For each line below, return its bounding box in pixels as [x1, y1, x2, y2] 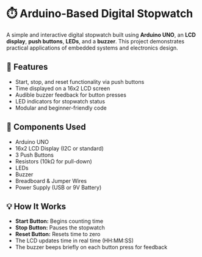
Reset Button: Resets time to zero [15, 231, 101, 238]
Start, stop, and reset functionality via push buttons [15, 78, 145, 85]
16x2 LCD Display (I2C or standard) [15, 144, 104, 152]
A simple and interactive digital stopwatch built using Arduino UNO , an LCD [6, 31, 197, 39]
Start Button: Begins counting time [15, 217, 104, 225]
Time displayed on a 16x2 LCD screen [15, 84, 110, 92]
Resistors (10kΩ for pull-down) [15, 157, 93, 165]
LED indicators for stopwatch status [15, 97, 106, 105]
